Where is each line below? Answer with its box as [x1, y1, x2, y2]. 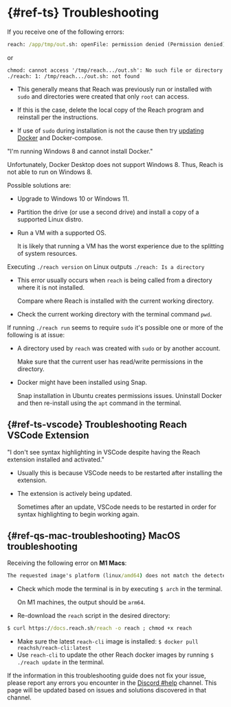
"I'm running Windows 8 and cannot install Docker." [7, 147, 153, 155]
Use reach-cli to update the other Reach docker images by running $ [16, 650, 214, 659]
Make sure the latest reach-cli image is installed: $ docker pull [16, 637, 199, 646]
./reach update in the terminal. [16, 658, 104, 666]
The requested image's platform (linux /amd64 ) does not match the [7, 572, 201, 579]
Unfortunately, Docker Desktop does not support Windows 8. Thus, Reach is [7, 160, 223, 168]
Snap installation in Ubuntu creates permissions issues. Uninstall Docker [16, 391, 222, 399]
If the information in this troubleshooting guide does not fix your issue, [7, 671, 206, 680]
